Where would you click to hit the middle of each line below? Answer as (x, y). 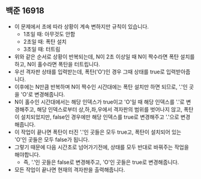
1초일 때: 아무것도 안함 (49, 34)
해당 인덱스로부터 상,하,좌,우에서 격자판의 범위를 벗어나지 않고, (109, 109)
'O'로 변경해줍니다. (43, 94)
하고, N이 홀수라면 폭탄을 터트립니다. (57, 64)
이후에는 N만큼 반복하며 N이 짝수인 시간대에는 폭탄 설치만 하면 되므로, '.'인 (101, 87)
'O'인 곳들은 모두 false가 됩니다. (52, 139)
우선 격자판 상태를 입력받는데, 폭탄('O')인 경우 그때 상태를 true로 (90, 72)
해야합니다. (27, 154)
